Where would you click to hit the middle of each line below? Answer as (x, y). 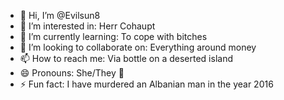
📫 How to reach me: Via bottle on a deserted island (126, 58)
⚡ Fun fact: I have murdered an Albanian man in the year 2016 (146, 84)
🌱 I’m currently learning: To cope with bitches (113, 36)
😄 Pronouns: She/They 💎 (72, 73)
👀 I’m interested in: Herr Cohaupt (87, 26)
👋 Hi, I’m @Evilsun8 (60, 15)
